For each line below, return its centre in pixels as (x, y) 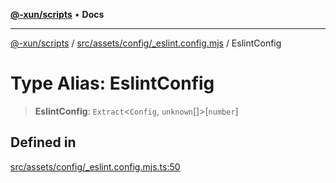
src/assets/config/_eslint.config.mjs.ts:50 (95, 166)
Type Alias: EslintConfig (112, 83)
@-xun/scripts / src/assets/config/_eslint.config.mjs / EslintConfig (146, 43)
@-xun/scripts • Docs (57, 14)
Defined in (43, 142)
